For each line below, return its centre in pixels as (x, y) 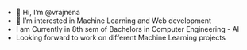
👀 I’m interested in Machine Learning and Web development (114, 21)
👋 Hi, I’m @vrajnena (48, 12)
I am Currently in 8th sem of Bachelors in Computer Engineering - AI (127, 29)
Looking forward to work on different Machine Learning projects (121, 37)
